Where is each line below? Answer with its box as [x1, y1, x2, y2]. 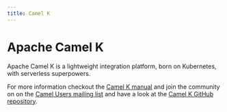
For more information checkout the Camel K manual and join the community [7, 83, 220, 91]
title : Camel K [7, 10, 51, 17]
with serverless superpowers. [7, 69, 91, 77]
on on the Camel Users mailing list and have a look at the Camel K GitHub [7, 89, 214, 98]
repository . [7, 97, 38, 105]
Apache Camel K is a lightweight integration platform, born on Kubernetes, [7, 62, 217, 70]
